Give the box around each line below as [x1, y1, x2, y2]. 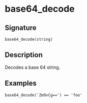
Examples [5, 79, 37, 88]
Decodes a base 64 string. [5, 64, 61, 70]
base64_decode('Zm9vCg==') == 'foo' [5, 92, 82, 97]
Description [5, 50, 43, 59]
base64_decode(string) [5, 37, 53, 42]
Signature [5, 23, 37, 32]
